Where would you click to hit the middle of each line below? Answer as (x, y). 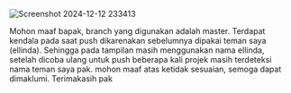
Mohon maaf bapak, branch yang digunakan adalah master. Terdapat (137, 31)
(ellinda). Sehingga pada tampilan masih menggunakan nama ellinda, (137, 50)
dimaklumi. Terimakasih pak (61, 79)
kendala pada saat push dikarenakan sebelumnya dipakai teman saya (138, 41)
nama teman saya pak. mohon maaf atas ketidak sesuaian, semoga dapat (145, 69)
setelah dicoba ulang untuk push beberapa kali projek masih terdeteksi (141, 59)
